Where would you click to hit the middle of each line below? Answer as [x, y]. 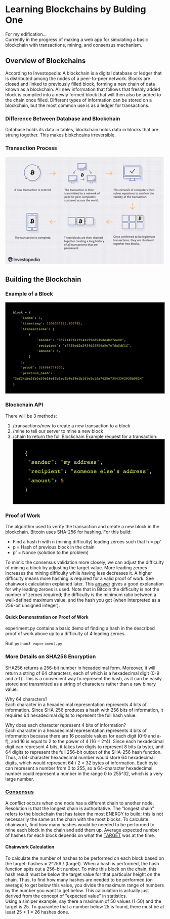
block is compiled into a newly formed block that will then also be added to [83, 94]
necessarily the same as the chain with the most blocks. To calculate [77, 819]
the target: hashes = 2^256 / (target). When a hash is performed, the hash [82, 863]
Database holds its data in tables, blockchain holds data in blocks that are [82, 130]
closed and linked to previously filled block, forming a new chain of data [80, 84]
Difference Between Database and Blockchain [63, 119]
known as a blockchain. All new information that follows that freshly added [83, 89]
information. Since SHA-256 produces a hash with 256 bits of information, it [84, 710]
